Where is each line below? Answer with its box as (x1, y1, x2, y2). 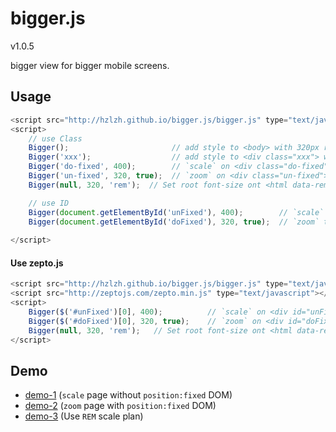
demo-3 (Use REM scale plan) (24, 410, 144, 422)
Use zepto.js (10, 257, 64, 269)
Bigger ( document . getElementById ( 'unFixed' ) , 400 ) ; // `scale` (28, 207, 325, 217)
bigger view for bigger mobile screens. (10, 59, 170, 71)
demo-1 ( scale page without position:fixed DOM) (24, 389, 233, 401)
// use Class (28, 133, 83, 144)
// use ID (28, 198, 70, 208)
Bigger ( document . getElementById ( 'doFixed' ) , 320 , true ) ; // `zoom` (28, 217, 320, 227)
